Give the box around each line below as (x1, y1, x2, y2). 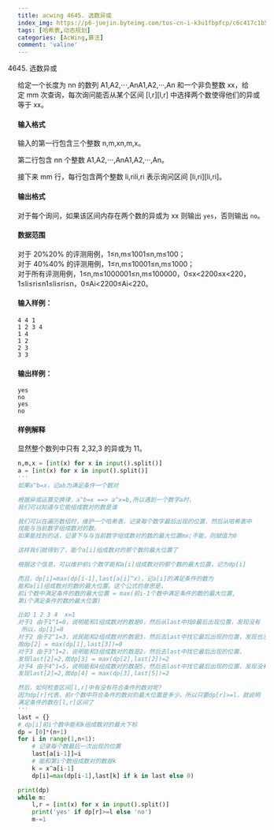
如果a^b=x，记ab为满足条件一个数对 (17, 481, 119, 489)
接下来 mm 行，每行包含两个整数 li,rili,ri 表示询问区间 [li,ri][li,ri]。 (17, 172, 227, 181)
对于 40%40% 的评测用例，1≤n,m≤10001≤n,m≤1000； (17, 259, 195, 268)
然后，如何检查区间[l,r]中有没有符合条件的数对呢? (17, 684, 162, 692)
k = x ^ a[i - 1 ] (31, 765, 75, 772)
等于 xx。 (17, 100, 49, 110)
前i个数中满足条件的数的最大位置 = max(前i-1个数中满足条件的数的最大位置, (17, 589, 236, 597)
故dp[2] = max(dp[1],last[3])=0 (17, 640, 123, 648)
